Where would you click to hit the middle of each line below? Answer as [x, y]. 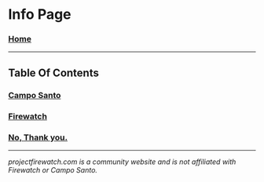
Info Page [40, 15]
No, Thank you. [38, 137]
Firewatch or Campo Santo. [53, 170]
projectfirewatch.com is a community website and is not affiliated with [122, 162]
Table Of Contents [54, 73]
